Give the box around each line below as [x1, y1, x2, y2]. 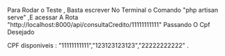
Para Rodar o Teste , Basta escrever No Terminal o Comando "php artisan [7, 6, 218, 14]
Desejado [7, 28, 35, 36]
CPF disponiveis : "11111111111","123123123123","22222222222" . [7, 41, 189, 49]
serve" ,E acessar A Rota [7, 13, 79, 21]
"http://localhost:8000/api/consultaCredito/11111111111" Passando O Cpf [7, 21, 210, 28]
